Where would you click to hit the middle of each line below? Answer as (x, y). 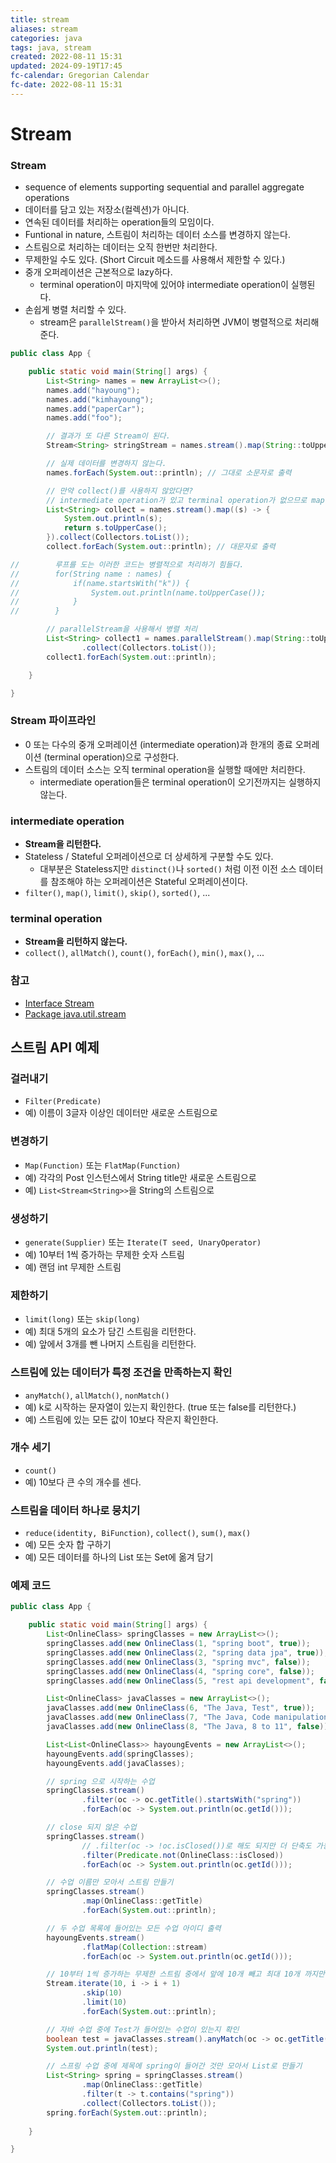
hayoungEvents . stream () (95, 1937)
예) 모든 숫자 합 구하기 (68, 1545)
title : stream (40, 19)
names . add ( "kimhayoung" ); (100, 399)
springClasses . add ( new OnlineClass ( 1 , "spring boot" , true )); (178, 1644)
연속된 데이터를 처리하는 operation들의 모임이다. (119, 222)
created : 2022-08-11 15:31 (66, 57)
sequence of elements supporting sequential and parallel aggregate (164, 187)
